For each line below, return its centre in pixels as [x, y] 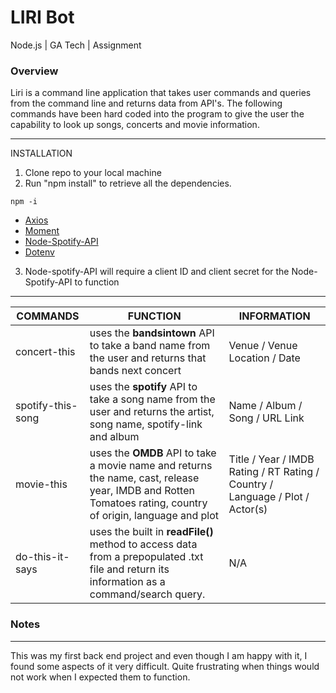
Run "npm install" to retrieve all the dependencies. [128, 183]
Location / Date [264, 358]
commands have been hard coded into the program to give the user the [157, 114]
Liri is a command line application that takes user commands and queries [161, 93]
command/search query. [147, 594]
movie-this [41, 484]
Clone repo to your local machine [93, 173]
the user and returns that [148, 358]
